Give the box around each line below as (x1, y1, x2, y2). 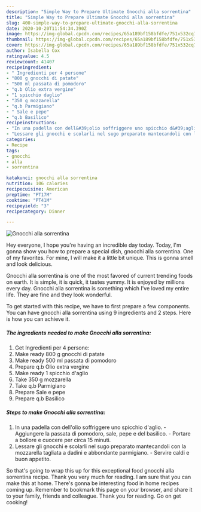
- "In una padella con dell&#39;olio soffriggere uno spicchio (6, 125, 167, 131)
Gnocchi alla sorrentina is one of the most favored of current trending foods (6, 272, 193, 280)
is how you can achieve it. (6, 315, 71, 323)
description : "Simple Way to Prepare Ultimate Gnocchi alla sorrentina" (6, 8, 191, 15)
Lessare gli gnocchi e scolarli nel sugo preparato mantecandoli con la (14, 443, 187, 450)
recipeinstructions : (6, 120, 58, 126)
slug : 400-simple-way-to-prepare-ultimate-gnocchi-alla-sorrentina (6, 20, 178, 26)
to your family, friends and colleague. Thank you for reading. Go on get (6, 492, 181, 499)
